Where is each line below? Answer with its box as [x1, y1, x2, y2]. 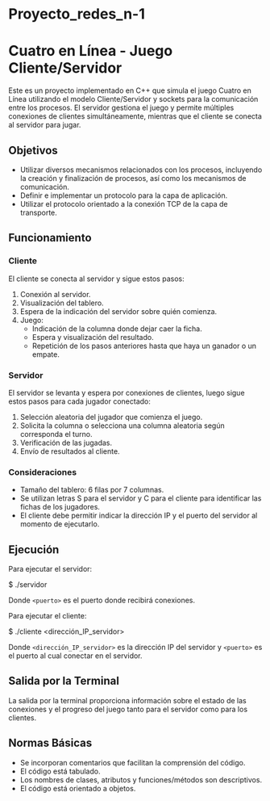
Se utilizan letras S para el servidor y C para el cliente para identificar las [19, 493, 262, 503]
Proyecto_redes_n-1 [8, 5, 145, 23]
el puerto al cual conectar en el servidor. [8, 651, 143, 661]
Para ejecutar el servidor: [8, 564, 93, 574]
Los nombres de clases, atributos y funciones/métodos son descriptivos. [19, 774, 263, 784]
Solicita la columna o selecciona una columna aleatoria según [19, 421, 225, 430]
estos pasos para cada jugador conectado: [8, 396, 152, 406]
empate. [31, 349, 60, 359]
